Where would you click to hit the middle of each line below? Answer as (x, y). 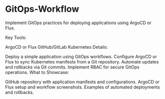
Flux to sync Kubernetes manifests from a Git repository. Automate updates (82, 62)
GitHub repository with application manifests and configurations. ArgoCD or (82, 82)
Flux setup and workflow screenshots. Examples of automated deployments (82, 87)
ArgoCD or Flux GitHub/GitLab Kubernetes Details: (56, 47)
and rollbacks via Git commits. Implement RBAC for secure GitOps (72, 67)
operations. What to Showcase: (37, 72)
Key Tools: (16, 37)
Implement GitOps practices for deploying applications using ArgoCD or (79, 23)
